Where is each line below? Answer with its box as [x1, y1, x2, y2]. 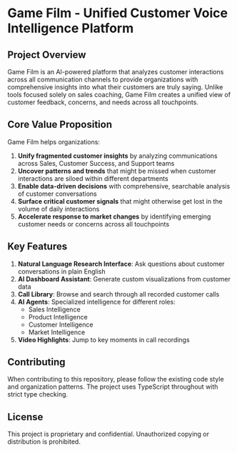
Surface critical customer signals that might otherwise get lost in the [17, 196, 223, 205]
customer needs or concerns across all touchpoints [17, 219, 170, 228]
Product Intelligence [28, 312, 88, 321]
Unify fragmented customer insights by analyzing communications [17, 151, 218, 160]
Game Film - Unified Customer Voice [7, 5, 228, 21]
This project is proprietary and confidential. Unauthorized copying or [7, 430, 209, 439]
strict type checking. [7, 390, 69, 399]
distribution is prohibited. [7, 437, 81, 446]
